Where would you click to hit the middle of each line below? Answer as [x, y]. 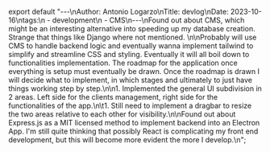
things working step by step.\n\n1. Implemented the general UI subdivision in [135, 88]
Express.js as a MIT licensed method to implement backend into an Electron [134, 123]
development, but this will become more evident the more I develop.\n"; [127, 140]
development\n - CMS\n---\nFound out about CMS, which [148, 20]
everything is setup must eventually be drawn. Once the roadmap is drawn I [134, 71]
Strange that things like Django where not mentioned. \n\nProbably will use [133, 37]
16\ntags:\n [27, 20]
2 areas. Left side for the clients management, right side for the [113, 97]
